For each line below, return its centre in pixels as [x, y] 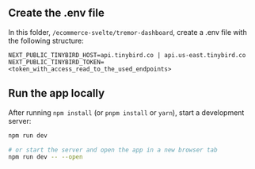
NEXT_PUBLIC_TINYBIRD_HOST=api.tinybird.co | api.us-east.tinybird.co [127, 55]
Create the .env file [56, 13]
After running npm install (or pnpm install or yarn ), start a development [126, 112]
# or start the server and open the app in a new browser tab [113, 150]
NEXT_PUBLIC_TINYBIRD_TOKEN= [56, 62]
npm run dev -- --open [46, 157]
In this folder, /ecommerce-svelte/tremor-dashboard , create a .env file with [127, 32]
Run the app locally [57, 93]
